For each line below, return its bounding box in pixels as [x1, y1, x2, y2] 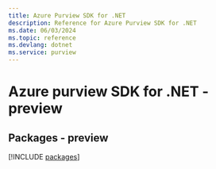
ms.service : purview [8, 48, 77, 56]
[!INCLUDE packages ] [8, 152, 80, 161]
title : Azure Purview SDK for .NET [8, 11, 126, 20]
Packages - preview [8, 131, 109, 144]
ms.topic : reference [8, 33, 77, 42]
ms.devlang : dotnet [8, 41, 73, 49]
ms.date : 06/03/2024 [8, 26, 77, 34]
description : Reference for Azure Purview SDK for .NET [8, 19, 197, 27]
